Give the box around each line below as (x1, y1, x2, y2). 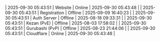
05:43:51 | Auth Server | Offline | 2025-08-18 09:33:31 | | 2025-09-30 (11, 15, 152, 20)
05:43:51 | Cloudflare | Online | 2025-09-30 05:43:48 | (5, 31, 116, 36)
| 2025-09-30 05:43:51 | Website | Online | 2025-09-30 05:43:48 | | (5, 5, 142, 10)
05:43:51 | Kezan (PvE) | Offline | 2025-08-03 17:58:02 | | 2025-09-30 (5, 20, 146, 26)
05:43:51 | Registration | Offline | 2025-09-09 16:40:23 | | (19, 10, 134, 16)
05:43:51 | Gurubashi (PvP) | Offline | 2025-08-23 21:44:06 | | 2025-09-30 (5, 25, 156, 31)
